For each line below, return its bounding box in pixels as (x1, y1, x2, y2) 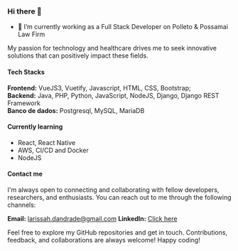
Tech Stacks (7, 68, 45, 76)
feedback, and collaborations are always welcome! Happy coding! (7, 235, 200, 244)
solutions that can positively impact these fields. (7, 51, 148, 60)
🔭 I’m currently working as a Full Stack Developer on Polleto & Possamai (17, 23, 229, 31)
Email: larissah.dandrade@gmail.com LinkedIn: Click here (7, 214, 178, 223)
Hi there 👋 (7, 6, 43, 16)
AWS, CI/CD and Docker (17, 146, 89, 154)
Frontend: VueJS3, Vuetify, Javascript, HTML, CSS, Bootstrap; (7, 83, 191, 92)
